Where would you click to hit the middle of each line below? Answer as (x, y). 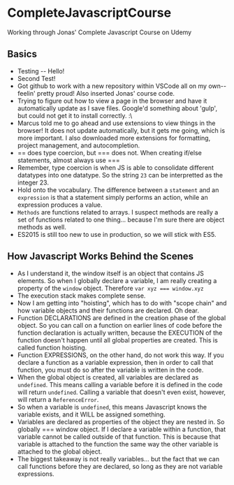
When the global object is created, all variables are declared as (108, 377)
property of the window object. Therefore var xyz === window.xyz (110, 288)
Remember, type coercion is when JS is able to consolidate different (116, 167)
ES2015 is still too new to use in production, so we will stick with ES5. (117, 234)
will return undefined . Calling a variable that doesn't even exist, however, (121, 392)
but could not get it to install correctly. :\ (75, 115)
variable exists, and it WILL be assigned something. (91, 414)
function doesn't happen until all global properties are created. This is (117, 340)
